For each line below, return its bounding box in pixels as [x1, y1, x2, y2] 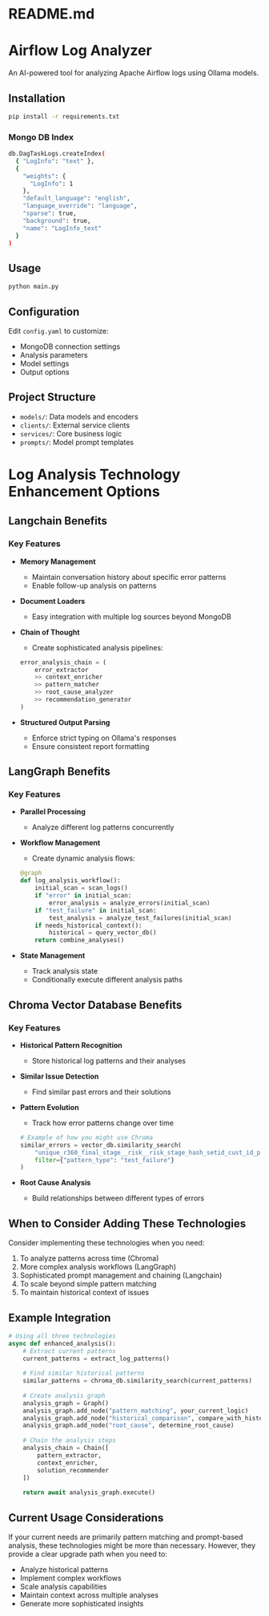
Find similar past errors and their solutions [31, 1087, 171, 1096]
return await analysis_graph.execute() [22, 1488, 156, 1497]
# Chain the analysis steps [22, 1436, 116, 1444]
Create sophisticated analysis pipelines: [31, 642, 163, 652]
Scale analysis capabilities [19, 1582, 107, 1591]
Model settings [19, 358, 70, 368]
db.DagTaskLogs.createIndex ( [8, 150, 106, 158]
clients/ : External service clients [19, 420, 130, 430]
